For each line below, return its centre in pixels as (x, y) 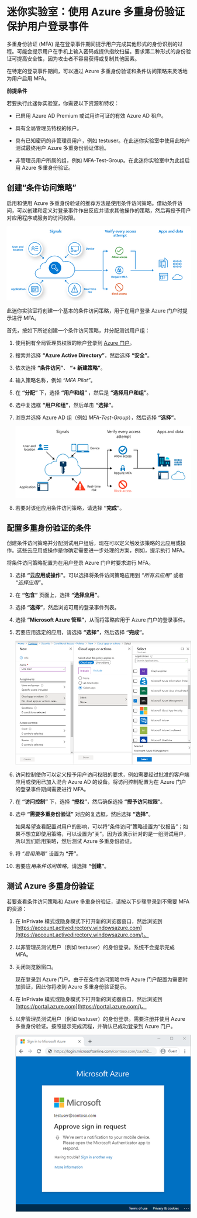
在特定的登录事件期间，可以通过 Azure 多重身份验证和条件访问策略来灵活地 (97, 71)
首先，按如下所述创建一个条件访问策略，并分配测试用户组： (78, 331)
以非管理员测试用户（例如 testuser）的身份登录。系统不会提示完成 (95, 947)
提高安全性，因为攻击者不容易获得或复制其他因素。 (78, 59)
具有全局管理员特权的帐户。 (49, 128)
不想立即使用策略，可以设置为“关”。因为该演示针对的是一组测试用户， (105, 833)
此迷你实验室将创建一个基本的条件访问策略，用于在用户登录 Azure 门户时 (95, 311)
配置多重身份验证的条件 (49, 528)
